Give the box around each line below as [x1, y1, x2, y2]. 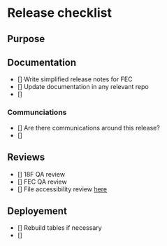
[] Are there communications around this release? [17, 123, 161, 132]
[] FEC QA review [17, 177, 68, 186]
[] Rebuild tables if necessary [17, 224, 103, 232]
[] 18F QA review [17, 170, 65, 178]
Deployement [7, 205, 68, 217]
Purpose [7, 33, 45, 45]
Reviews [7, 151, 45, 163]
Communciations [7, 107, 67, 117]
